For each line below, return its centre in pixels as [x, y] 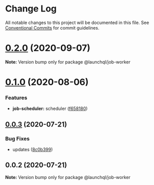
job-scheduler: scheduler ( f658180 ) [50, 108]
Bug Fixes [18, 138]
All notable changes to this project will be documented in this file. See [77, 22]
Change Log [31, 9]
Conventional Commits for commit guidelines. [52, 27]
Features [16, 97]
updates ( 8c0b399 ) [33, 149]
